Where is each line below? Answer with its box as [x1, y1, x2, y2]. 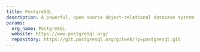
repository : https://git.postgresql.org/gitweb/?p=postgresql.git [11, 36, 181, 42]
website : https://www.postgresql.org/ [11, 31, 109, 37]
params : [6, 20, 26, 26]
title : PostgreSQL [6, 8, 52, 15]
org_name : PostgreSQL [11, 25, 66, 32]
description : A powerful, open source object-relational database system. [6, 14, 197, 20]
